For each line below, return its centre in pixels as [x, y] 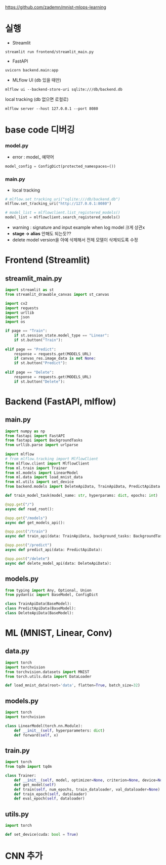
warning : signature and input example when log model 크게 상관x [79, 227]
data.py [17, 651]
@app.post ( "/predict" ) [28, 545]
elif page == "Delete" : [30, 372]
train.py [18, 751]
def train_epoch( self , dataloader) [51, 794]
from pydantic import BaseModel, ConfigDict [52, 595]
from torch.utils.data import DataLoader [48, 676]
